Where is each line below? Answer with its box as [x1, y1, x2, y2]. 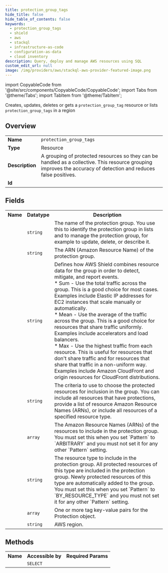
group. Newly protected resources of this [54, 473, 151, 480]
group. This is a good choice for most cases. [54, 286, 159, 293]
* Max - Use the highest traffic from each [54, 342, 152, 349]
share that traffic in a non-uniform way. [54, 361, 147, 368]
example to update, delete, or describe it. [54, 238, 150, 245]
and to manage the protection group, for [54, 232, 148, 239]
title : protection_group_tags [5, 7, 68, 13]
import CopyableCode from [5, 82, 61, 88]
